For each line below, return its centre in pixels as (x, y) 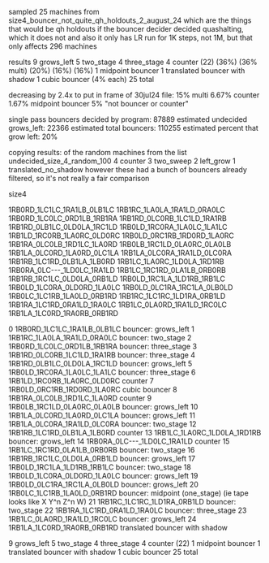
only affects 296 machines (53, 46)
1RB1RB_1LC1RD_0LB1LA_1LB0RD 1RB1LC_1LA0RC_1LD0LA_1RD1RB (116, 262)
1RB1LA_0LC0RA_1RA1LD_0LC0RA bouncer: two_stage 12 (102, 424)
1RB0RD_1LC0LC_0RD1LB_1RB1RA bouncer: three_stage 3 (102, 346)
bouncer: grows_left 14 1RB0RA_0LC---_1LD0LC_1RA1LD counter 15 (119, 441)
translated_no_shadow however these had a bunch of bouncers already (128, 169)
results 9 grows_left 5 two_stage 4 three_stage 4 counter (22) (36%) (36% (133, 62)
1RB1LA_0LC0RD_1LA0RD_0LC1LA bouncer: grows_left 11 (102, 415)
